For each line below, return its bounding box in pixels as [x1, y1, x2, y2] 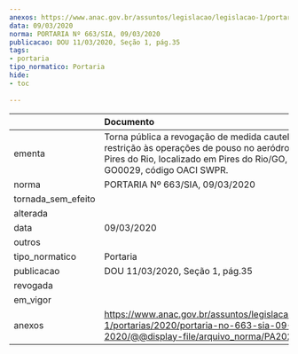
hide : [9, 71, 29, 80]
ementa [13, 147, 46, 160]
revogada [13, 279, 53, 291]
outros [13, 236, 42, 248]
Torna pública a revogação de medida [104, 130, 262, 143]
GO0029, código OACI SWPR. [104, 163, 229, 176]
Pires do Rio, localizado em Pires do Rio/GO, [104, 153, 288, 165]
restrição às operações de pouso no [104, 141, 255, 153]
